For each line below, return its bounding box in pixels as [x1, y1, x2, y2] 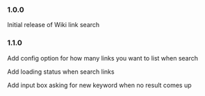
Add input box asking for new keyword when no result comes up [7, 81, 192, 89]
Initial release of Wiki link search [7, 21, 100, 29]
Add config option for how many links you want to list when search [7, 54, 199, 62]
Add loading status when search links [7, 67, 115, 76]
